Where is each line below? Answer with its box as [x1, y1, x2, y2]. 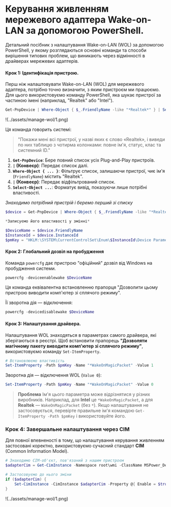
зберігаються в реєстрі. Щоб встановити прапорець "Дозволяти [5, 337, 148, 343]
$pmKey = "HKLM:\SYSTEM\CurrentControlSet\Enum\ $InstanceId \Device [5, 237, 152, 243]
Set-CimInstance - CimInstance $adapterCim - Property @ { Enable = [14, 481, 156, 487]
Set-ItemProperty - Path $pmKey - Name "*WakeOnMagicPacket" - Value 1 [5, 363, 154, 368]
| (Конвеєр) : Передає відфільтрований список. [12, 179, 116, 185]
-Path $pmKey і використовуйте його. [47, 413, 126, 419]
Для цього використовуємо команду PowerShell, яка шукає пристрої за [5, 92, 161, 98]
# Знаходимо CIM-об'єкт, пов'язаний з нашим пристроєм [5, 458, 124, 463]
